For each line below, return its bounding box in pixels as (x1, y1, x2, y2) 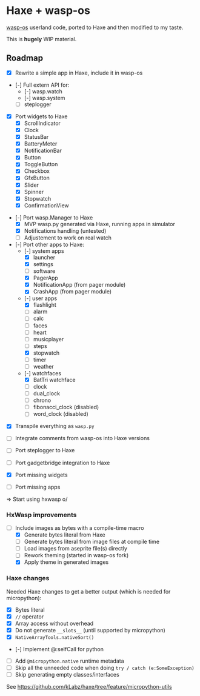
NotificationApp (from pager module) (33, 281, 126, 289)
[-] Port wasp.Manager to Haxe (15, 213, 93, 221)
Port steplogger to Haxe (15, 447, 75, 454)
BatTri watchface (33, 376, 76, 383)
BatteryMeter (24, 140, 58, 147)
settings (33, 261, 53, 267)
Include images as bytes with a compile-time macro (15, 524, 144, 531)
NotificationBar (24, 147, 62, 155)
